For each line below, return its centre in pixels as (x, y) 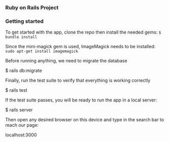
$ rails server (19, 110)
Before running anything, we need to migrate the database (66, 61)
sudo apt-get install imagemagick (42, 51)
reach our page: (22, 125)
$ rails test (16, 90)
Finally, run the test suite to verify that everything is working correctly (78, 81)
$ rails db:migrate (24, 70)
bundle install (21, 37)
